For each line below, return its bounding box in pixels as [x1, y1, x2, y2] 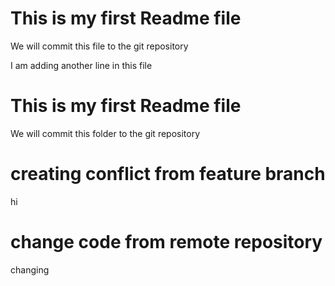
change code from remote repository [10, 231, 323, 253]
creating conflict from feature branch [10, 163, 326, 186]
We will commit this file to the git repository [10, 40, 189, 52]
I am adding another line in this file [10, 59, 153, 71]
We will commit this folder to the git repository [10, 127, 201, 139]
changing [10, 263, 50, 276]
